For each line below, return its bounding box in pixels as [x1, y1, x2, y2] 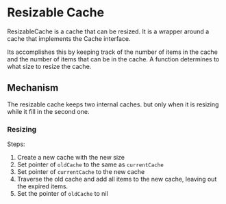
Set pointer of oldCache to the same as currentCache [16, 160, 164, 169]
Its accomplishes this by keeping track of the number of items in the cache [7, 48, 218, 56]
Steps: [7, 140, 25, 148]
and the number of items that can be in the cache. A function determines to [7, 55, 220, 63]
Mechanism [7, 82, 59, 93]
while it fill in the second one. [7, 107, 90, 115]
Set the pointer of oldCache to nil [16, 190, 108, 198]
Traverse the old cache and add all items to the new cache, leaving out [16, 175, 217, 184]
